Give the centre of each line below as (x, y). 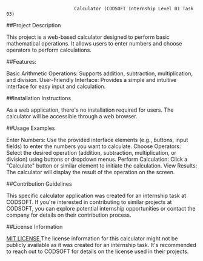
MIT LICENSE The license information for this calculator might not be (92, 239)
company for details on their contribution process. (69, 215)
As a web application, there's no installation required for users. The (90, 110)
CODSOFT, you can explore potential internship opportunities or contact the (101, 208)
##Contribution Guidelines (39, 184)
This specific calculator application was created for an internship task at (96, 195)
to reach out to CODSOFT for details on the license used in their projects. (98, 251)
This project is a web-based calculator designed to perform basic (88, 37)
